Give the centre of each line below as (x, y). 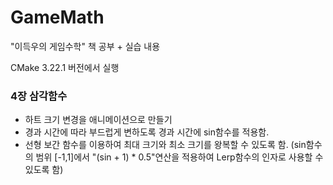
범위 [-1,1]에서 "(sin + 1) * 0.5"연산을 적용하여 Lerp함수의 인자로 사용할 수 (179, 157)
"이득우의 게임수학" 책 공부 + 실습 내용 (85, 46)
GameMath (57, 17)
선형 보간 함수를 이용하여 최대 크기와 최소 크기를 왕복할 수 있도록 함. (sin (165, 145)
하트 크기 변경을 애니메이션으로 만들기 (98, 120)
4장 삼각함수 (39, 96)
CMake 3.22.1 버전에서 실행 (65, 67)
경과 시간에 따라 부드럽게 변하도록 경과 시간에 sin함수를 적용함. (147, 132)
